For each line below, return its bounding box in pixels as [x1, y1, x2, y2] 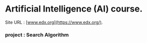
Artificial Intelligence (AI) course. [5, 3, 143, 14]
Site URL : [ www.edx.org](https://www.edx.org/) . [5, 19, 103, 25]
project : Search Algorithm [5, 31, 69, 38]
